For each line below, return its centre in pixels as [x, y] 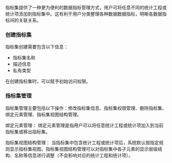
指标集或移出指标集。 [28, 131]
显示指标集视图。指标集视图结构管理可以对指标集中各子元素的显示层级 [83, 149]
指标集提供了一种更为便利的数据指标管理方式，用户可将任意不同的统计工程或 [86, 7]
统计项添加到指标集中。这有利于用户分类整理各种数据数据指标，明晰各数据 [84, 14]
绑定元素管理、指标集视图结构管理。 [44, 114]
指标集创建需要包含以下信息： [37, 47]
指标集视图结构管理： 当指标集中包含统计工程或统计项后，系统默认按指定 [82, 143]
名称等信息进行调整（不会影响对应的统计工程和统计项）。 [73, 155]
